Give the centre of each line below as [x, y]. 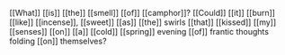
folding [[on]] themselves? [58, 41]
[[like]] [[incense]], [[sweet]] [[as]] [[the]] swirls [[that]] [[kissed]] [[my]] [143, 22]
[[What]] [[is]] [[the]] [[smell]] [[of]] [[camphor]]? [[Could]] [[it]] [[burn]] [142, 13]
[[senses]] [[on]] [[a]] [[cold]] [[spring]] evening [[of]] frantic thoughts [139, 31]
